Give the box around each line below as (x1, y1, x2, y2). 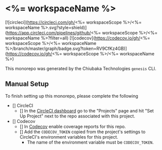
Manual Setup (5, 80, 49, 88)
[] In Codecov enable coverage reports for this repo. (19, 123, 126, 129)
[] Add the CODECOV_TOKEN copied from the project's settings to (19, 129, 146, 135)
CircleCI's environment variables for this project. (19, 134, 119, 140)
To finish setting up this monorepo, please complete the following (5, 93, 138, 99)
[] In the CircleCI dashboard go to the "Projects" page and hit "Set (19, 108, 154, 113)
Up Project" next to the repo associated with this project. (19, 113, 135, 119)
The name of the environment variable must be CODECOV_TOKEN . (27, 139, 154, 145)
